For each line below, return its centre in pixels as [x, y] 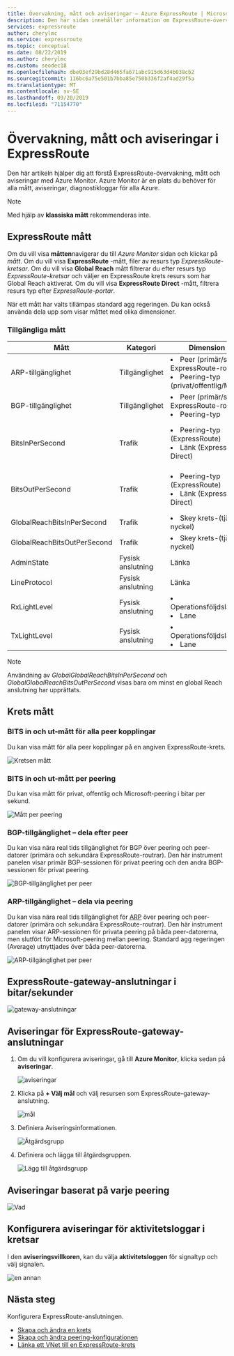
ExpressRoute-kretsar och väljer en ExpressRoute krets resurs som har [109, 275]
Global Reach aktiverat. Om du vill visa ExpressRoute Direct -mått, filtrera [113, 283]
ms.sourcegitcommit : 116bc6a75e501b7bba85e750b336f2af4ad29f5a [101, 78]
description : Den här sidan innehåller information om [88, 20]
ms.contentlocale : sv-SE [43, 91]
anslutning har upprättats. [44, 690]
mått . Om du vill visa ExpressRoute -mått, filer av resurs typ [93, 261]
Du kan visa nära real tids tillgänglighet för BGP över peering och [100, 848]
